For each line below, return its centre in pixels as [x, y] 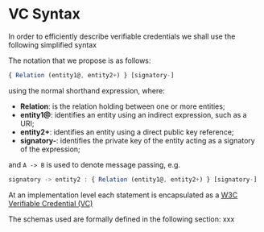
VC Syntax [44, 14]
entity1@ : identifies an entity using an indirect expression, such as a [133, 114]
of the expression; [50, 149]
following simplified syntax [53, 44]
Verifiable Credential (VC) [51, 203]
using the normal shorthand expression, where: [87, 90]
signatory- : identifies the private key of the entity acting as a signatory [137, 140]
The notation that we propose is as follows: [80, 60]
